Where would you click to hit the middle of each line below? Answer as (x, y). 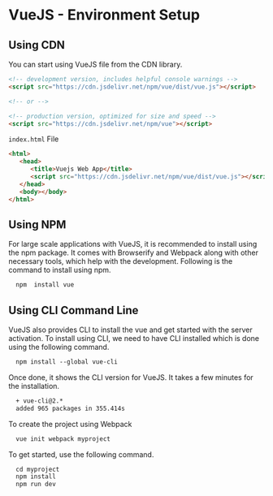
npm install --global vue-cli (67, 362)
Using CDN (37, 45)
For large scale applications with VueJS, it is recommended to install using (133, 244)
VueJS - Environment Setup (104, 15)
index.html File (34, 139)
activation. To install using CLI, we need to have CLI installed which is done (134, 338)
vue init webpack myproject (63, 439)
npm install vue (45, 285)
